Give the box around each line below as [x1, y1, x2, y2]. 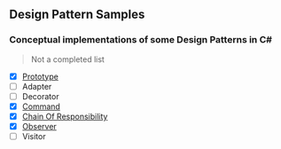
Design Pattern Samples [9, 7, 145, 22]
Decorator [21, 90, 59, 101]
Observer [21, 122, 58, 131]
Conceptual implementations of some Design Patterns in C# [9, 34, 273, 46]
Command [21, 101, 60, 112]
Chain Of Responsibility [21, 111, 108, 122]
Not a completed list [30, 53, 105, 65]
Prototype [21, 71, 59, 82]
